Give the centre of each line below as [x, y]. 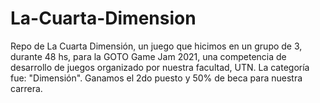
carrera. [26, 88]
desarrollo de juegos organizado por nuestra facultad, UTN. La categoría [160, 67]
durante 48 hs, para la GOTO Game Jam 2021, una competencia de [148, 56]
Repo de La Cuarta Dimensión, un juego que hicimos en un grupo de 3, [156, 46]
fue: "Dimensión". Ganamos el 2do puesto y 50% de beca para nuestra [156, 78]
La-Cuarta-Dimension [103, 18]
